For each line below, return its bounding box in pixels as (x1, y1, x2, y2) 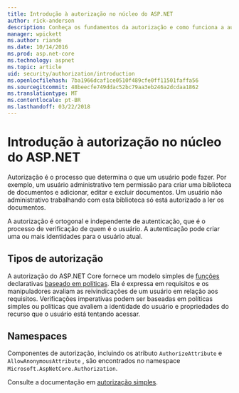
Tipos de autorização (7, 252, 104, 265)
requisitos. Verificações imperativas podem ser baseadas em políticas (7, 294, 213, 303)
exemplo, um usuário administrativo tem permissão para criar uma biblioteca (7, 180, 232, 189)
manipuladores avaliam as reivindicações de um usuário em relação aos (7, 287, 218, 295)
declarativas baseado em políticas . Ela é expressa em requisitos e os (7, 279, 209, 287)
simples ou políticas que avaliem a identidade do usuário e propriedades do (7, 302, 229, 310)
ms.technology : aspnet (7, 57, 75, 64)
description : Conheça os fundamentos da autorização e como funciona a (7, 24, 224, 31)
